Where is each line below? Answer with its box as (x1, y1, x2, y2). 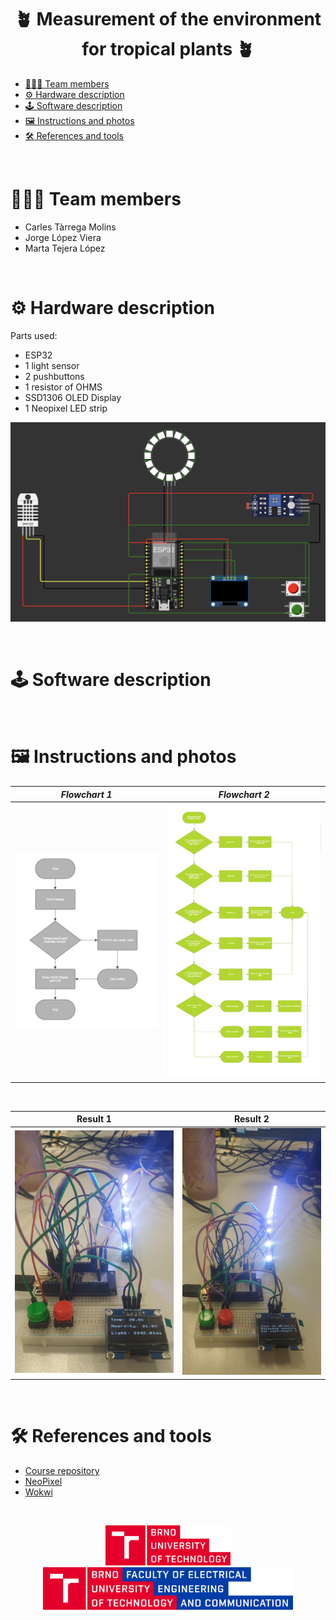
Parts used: (10, 329, 58, 341)
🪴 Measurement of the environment (14, 8, 322, 31)
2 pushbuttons (24, 370, 85, 382)
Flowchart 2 (218, 788, 270, 800)
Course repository (24, 1464, 100, 1476)
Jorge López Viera (24, 231, 102, 243)
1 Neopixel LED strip (24, 402, 108, 414)
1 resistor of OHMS (24, 381, 103, 393)
